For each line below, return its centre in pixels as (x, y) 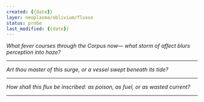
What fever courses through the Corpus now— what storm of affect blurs (98, 46)
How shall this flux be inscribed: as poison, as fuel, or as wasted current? (98, 87)
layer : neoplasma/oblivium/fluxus (50, 18)
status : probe (24, 23)
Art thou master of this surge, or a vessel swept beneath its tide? (87, 69)
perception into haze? (34, 53)
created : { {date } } (29, 12)
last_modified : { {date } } (38, 29)
